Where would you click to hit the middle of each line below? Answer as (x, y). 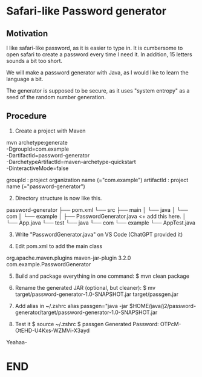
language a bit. (25, 79)
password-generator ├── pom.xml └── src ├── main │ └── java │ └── (97, 209)
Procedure (27, 116)
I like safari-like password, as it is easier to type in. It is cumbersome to (95, 48)
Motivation (27, 34)
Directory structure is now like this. (58, 198)
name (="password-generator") (46, 186)
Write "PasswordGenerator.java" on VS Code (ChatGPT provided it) (99, 234)
